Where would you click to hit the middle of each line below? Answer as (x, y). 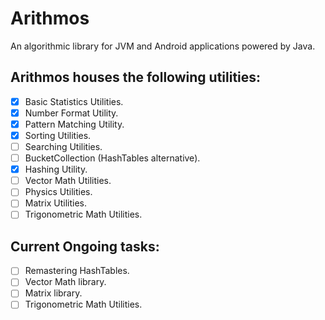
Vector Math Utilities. (68, 181)
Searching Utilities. (63, 146)
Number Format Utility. (71, 113)
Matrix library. (53, 293)
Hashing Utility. (56, 169)
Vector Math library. (65, 282)
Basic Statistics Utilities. (74, 101)
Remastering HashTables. (77, 271)
